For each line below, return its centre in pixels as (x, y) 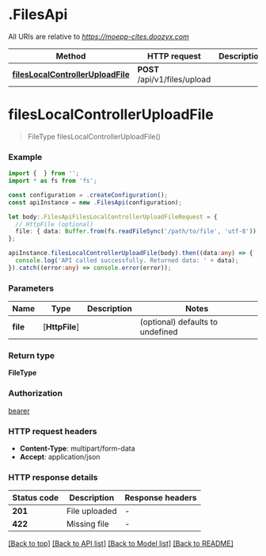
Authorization (36, 394)
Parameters (31, 288)
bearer (19, 410)
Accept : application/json (60, 456)
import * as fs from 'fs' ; (53, 181)
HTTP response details (53, 477)
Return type (32, 356)
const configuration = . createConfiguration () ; (88, 195)
